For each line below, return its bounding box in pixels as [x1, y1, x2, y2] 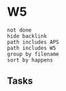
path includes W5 [7, 44, 56, 51]
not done [7, 27, 32, 34]
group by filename [7, 51, 59, 57]
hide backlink [7, 32, 48, 40]
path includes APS [7, 38, 59, 45]
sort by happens [7, 56, 53, 64]
